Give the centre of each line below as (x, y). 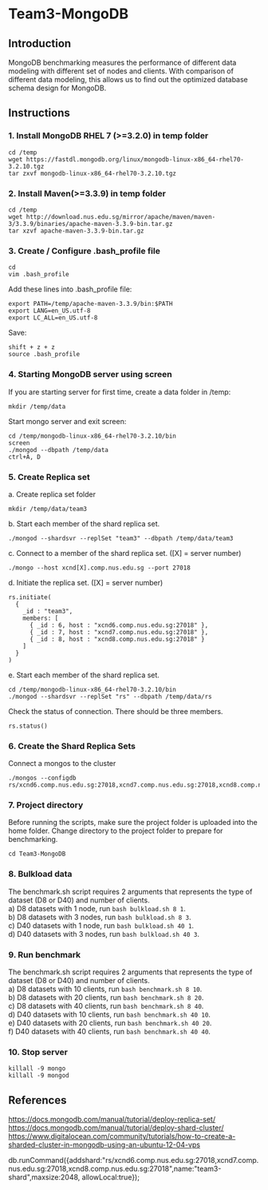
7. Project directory (46, 805)
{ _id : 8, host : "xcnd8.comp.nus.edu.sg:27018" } (117, 639)
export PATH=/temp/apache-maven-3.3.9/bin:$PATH (91, 304)
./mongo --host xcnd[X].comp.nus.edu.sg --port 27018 (100, 568)
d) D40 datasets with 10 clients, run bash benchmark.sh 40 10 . (110, 1014)
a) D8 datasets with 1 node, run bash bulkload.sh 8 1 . (97, 908)
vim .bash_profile (39, 275)
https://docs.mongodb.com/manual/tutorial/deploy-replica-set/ (112, 1120)
